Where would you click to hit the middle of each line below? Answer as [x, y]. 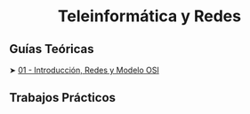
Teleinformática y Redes [149, 16]
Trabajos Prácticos [63, 98]
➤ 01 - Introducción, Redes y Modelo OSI [85, 70]
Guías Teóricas [52, 49]
